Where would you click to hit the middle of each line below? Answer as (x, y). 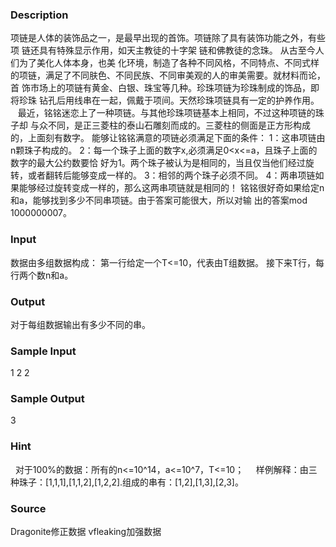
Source (28, 508)
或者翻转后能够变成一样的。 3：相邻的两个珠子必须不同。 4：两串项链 (171, 175)
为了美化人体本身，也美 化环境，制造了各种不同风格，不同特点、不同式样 (169, 63)
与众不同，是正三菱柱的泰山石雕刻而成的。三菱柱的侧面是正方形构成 (170, 125)
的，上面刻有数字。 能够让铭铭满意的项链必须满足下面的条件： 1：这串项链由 (168, 138)
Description (39, 15)
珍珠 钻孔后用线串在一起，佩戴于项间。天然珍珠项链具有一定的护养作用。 (169, 100)
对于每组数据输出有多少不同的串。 (80, 324)
